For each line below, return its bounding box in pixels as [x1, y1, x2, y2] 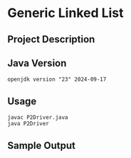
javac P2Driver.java [7, 114, 69, 121]
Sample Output [7, 140, 76, 152]
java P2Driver [7, 120, 50, 128]
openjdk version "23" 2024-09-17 [7, 76, 107, 83]
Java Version [7, 57, 67, 69]
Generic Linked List [7, 5, 124, 21]
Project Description [7, 33, 95, 45]
